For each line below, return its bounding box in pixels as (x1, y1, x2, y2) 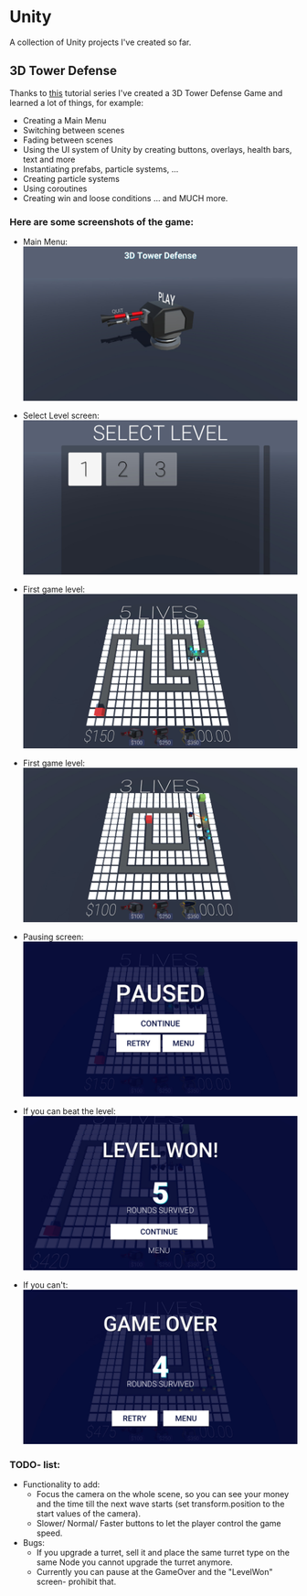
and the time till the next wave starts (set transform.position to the (36, 1498, 285, 1510)
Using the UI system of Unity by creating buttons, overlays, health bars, (22, 144, 292, 155)
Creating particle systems (22, 173, 121, 184)
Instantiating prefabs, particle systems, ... (22, 163, 179, 175)
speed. (36, 1527, 63, 1538)
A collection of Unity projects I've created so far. (9, 37, 192, 48)
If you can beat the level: (22, 1105, 116, 1117)
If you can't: (22, 1279, 69, 1291)
